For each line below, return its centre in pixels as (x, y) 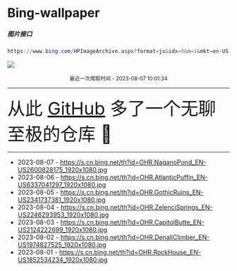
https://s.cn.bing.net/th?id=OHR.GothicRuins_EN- (132, 193)
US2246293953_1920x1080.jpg (63, 215)
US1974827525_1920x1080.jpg (62, 245)
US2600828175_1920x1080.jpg (62, 170)
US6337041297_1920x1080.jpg (62, 185)
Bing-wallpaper (54, 13)
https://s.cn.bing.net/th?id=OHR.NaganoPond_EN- (133, 162)
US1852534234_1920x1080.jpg (62, 260)
